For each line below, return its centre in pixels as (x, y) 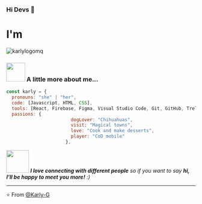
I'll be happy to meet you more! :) (48, 177)
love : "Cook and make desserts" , (112, 131)
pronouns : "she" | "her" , (44, 97)
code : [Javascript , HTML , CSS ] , (52, 103)
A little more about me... (62, 79)
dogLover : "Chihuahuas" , (102, 119)
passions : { (27, 114)
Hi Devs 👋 (20, 10)
